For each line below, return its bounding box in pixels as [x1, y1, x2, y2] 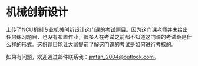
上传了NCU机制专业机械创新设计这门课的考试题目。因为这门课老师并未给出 [6, 26, 189, 33]
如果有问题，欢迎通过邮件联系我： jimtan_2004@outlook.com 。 [6, 53, 159, 60]
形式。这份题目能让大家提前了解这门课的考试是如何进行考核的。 [21, 41, 177, 48]
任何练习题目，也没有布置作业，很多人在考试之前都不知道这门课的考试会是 [6, 33, 187, 40]
